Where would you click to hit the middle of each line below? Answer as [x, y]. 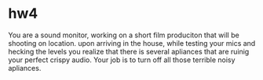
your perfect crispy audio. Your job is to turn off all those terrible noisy [122, 60]
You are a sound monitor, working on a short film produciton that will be [124, 35]
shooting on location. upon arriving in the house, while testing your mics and [132, 43]
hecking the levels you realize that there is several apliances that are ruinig [129, 51]
